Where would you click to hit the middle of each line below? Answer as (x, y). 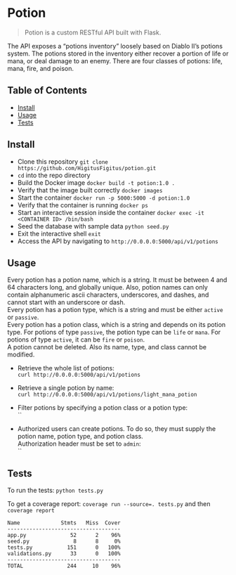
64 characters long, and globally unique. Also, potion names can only (108, 287)
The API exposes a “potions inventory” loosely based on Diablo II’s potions (115, 46)
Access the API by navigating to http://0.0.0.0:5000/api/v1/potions (118, 241)
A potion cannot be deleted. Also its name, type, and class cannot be (107, 347)
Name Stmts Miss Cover (64, 523)
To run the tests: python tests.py (55, 491)
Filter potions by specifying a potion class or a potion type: (103, 408)
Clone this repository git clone (63, 161)
